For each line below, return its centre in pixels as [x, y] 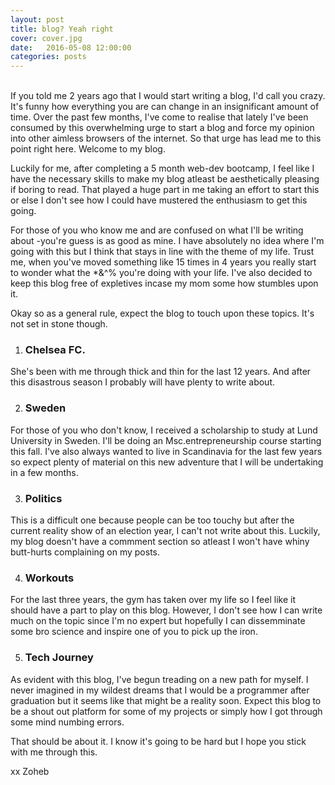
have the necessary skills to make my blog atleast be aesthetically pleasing [165, 179]
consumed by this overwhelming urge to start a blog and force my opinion [162, 128]
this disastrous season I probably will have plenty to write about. [142, 382]
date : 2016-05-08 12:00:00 [71, 47]
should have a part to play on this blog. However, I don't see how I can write [166, 610]
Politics [43, 498]
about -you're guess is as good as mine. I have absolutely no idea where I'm [167, 241]
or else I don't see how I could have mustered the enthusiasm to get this [159, 200]
